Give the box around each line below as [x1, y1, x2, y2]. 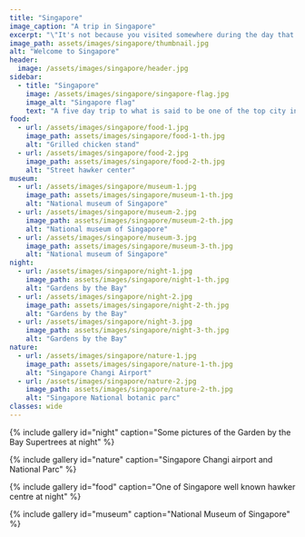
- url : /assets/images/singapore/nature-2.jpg [17, 376, 197, 386]
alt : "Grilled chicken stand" [25, 140, 141, 149]
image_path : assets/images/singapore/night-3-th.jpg [25, 326, 230, 335]
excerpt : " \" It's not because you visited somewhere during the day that [9, 30, 295, 39]
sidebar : [9, 73, 43, 82]
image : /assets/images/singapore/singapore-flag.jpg [25, 89, 230, 98]
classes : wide [9, 402, 64, 412]
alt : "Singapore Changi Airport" [25, 368, 152, 377]
